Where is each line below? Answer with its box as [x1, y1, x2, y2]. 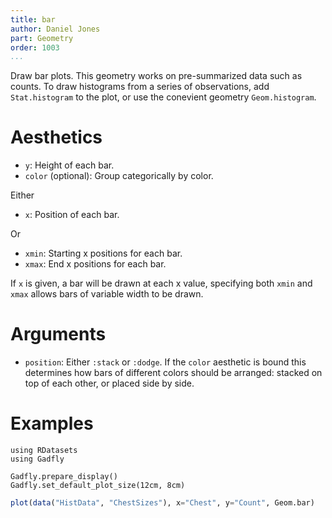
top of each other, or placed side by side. [24, 377, 195, 390]
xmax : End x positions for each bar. [24, 258, 167, 270]
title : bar [10, 14, 56, 25]
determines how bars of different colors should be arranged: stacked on [24, 367, 323, 379]
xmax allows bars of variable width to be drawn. [10, 288, 204, 300]
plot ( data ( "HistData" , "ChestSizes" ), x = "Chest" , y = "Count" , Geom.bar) [10, 498, 315, 508]
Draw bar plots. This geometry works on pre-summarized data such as [10, 70, 303, 82]
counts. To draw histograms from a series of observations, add [10, 81, 270, 93]
